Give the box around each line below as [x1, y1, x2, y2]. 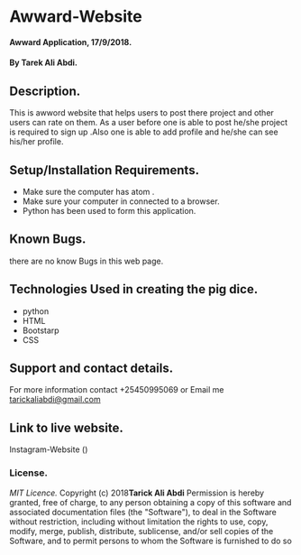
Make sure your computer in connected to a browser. [22, 196, 220, 207]
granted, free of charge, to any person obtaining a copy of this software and [9, 496, 292, 507]
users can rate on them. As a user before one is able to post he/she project [9, 117, 288, 128]
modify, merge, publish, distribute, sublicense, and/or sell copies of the [9, 525, 274, 536]
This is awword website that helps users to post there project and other [9, 107, 275, 118]
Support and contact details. [9, 361, 174, 376]
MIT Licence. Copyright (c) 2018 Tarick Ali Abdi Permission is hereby [9, 487, 264, 498]
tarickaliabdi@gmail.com [9, 394, 101, 405]
